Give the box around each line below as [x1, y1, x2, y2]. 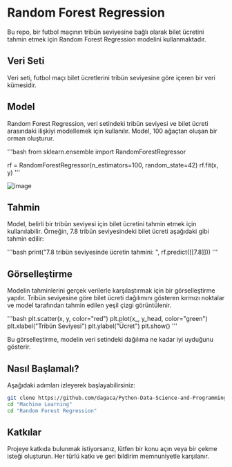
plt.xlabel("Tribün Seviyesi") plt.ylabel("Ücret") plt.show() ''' [7, 322, 178, 330]
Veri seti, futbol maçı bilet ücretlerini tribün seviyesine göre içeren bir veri [7, 73, 215, 82]
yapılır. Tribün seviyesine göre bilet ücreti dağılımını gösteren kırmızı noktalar [7, 294, 225, 302]
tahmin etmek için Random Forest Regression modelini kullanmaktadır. [7, 35, 206, 43]
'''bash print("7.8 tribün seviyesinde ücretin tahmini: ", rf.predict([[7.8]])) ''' [7, 248, 218, 257]
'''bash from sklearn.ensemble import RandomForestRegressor [7, 147, 186, 156]
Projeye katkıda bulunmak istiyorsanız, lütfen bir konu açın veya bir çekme [7, 445, 217, 453]
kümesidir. [7, 81, 37, 89]
